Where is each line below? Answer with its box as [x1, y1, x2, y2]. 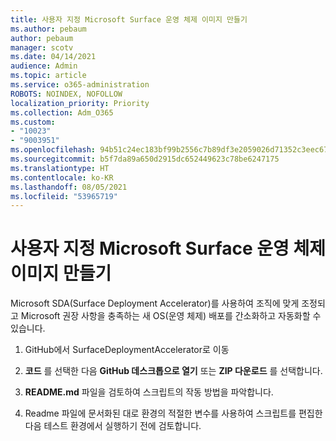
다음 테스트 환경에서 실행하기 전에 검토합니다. [24, 420, 202, 432]
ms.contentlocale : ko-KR [10, 172, 114, 183]
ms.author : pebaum [10, 24, 87, 34]
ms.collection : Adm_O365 [10, 107, 114, 118]
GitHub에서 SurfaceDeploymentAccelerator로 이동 [24, 344, 230, 356]
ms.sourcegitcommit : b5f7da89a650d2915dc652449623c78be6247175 [10, 154, 280, 164]
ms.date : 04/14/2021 [10, 52, 97, 62]
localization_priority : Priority [10, 98, 150, 108]
